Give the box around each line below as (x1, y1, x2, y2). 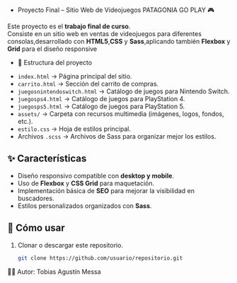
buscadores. (17, 194, 54, 202)
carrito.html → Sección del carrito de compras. (17, 80, 159, 88)
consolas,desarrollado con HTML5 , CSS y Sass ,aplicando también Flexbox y (7, 37, 231, 45)
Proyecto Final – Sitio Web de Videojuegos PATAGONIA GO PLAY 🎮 (17, 6, 214, 14)
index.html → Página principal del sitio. (17, 72, 132, 80)
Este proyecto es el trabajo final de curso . (7, 22, 131, 30)
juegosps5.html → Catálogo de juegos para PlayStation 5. (17, 102, 185, 110)
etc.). (17, 117, 33, 125)
